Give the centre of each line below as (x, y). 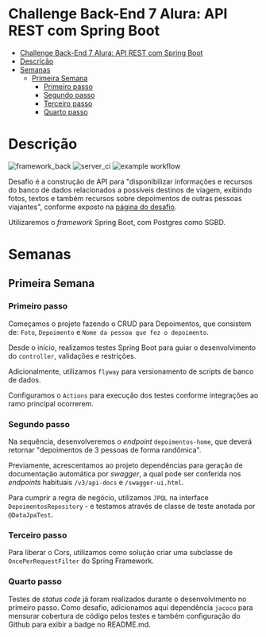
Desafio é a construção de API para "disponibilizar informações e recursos (130, 181)
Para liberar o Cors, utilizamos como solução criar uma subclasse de (120, 553)
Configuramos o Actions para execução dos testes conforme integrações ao (133, 395)
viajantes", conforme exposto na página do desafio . (93, 207)
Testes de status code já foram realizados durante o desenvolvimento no (127, 599)
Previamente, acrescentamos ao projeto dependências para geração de (126, 465)
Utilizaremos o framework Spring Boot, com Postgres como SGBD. (117, 222)
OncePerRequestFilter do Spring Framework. (81, 561)
